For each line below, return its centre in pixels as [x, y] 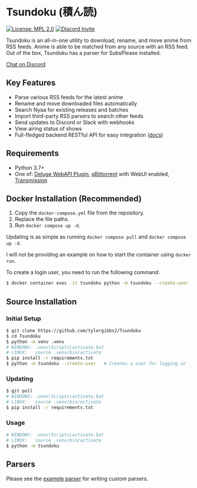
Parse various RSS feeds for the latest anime [69, 97]
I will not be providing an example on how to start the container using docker [99, 255]
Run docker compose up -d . [47, 226]
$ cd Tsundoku [24, 336]
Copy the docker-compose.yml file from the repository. [79, 213]
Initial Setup [24, 318]
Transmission [31, 180]
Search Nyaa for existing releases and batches [71, 109]
